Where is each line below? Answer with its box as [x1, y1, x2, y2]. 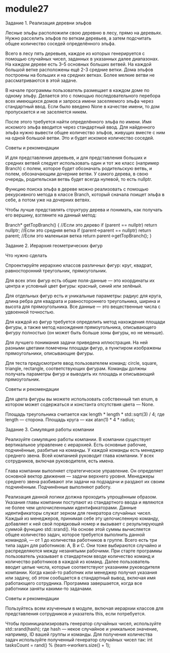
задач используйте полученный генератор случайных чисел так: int [5, 636, 153, 643]
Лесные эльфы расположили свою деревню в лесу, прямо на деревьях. [5, 29, 162, 36]
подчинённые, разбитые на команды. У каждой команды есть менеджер [5, 447, 164, 453]
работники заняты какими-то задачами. [5, 585, 92, 592]
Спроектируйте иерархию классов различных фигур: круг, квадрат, [5, 262, 153, 268]
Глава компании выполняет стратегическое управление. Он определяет [5, 468, 163, 474]
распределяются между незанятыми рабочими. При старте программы [5, 547, 162, 554]
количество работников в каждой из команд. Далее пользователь [5, 558, 150, 565]
